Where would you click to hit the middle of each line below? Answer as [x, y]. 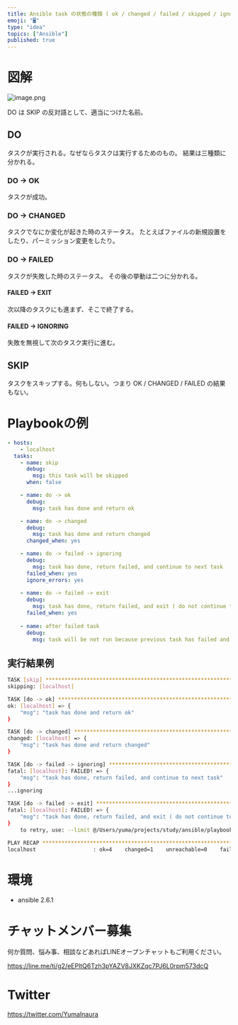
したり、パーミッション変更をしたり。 [63, 241]
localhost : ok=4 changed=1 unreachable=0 [107, 849]
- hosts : [20, 443]
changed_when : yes [53, 541]
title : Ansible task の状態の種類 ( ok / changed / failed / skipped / [112, 14]
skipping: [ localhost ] [41, 687]
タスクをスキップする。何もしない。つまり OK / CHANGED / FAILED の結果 [117, 383]
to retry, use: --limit [55, 830]
